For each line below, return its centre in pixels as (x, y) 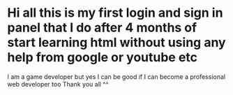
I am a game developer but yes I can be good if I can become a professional (116, 76)
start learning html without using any (116, 43)
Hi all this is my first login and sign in (115, 13)
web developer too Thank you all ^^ (58, 84)
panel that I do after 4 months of (102, 28)
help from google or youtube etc (102, 58)
